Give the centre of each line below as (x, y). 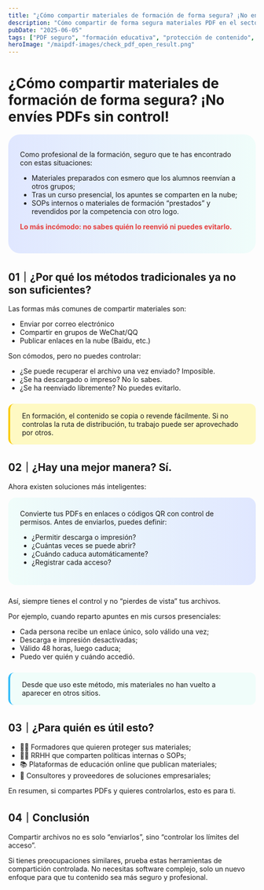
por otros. (38, 432)
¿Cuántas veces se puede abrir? (83, 546)
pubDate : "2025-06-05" (45, 30)
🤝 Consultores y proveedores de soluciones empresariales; (115, 776)
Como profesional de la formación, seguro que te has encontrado (126, 155)
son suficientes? (50, 291)
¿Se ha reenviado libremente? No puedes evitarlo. (100, 388)
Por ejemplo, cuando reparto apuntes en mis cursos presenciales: (115, 616)
